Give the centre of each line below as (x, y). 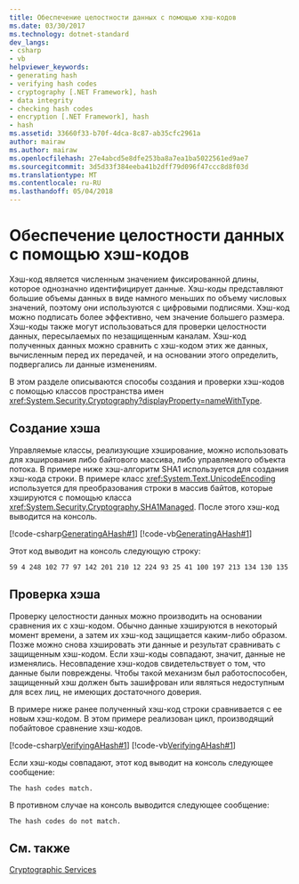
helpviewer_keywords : (49, 68)
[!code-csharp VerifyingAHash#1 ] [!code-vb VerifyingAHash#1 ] (122, 745)
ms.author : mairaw (43, 150)
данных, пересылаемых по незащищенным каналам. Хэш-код (128, 336)
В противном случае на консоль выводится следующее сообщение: (139, 805)
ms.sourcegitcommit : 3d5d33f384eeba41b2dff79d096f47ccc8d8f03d (129, 167)
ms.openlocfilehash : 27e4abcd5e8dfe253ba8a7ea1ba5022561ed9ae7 (129, 158)
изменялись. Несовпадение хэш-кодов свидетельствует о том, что (137, 663)
